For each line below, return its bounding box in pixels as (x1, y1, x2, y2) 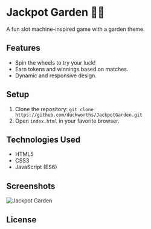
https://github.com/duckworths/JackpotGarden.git (14, 112, 143, 118)
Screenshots (6, 181, 56, 191)
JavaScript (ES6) (14, 163, 57, 171)
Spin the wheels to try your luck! (14, 59, 96, 66)
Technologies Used (6, 134, 80, 144)
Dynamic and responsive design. (14, 72, 97, 79)
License (6, 214, 37, 225)
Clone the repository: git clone (14, 105, 94, 112)
